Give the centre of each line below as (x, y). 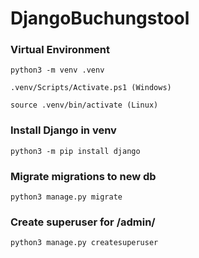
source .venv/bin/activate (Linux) (84, 105)
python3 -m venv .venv (57, 70)
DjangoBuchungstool (100, 18)
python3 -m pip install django (75, 151)
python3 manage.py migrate (66, 197)
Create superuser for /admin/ (83, 222)
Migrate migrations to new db (83, 176)
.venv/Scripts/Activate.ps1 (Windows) (91, 88)
